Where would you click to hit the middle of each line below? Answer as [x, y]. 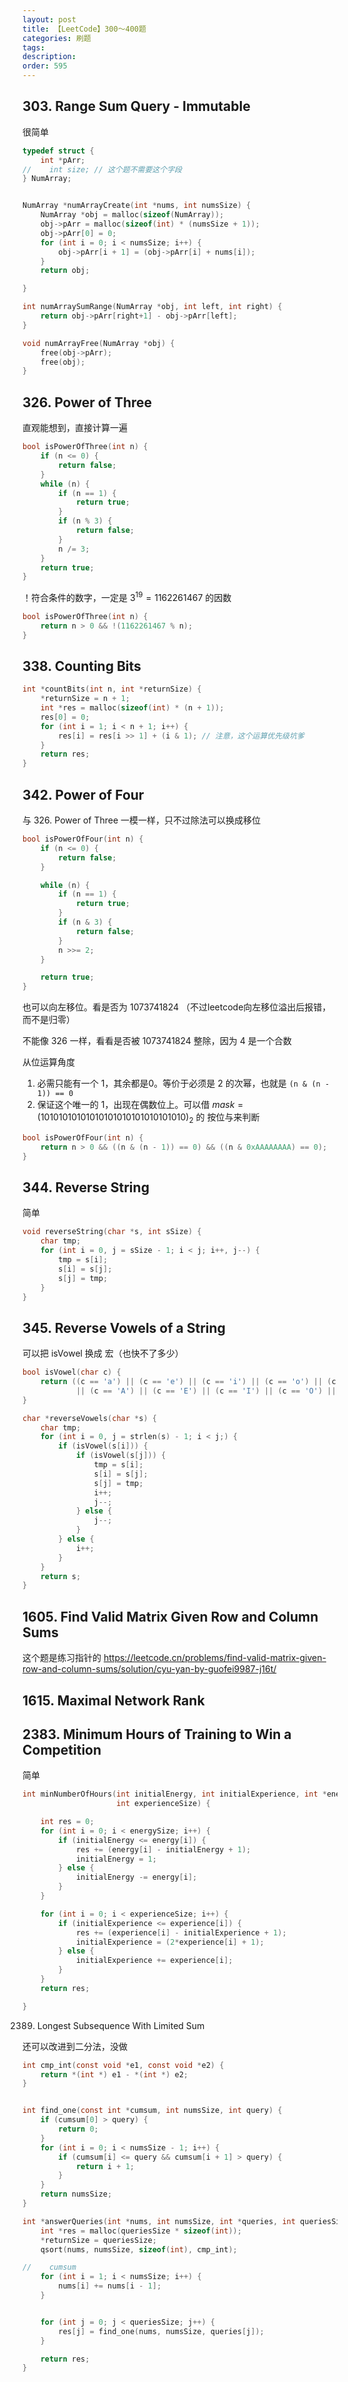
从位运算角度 [48, 1062]
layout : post [49, 19]
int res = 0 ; [67, 1822]
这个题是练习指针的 [62, 1658]
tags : [33, 47]
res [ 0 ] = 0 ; [65, 717]
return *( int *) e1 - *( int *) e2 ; [114, 2074]
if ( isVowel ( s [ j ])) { [121, 1456]
